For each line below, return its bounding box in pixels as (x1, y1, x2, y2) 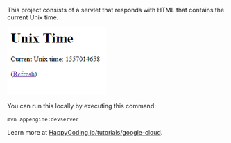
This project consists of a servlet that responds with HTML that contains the (7, 6, 225, 14)
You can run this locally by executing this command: (7, 102, 156, 110)
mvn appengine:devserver (7, 116, 79, 123)
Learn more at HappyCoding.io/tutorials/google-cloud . (7, 128, 163, 136)
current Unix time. (7, 13, 59, 22)
